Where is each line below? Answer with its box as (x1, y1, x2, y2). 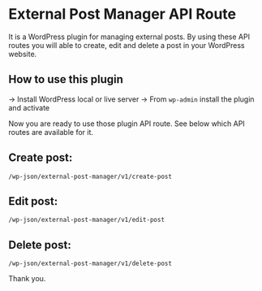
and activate (8, 102, 50, 112)
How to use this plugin (8, 72, 124, 86)
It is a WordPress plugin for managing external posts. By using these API (8, 32, 250, 41)
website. (8, 49, 37, 59)
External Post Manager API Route (8, 5, 237, 24)
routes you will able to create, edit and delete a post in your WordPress (8, 40, 245, 50)
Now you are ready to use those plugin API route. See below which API (8, 119, 245, 128)
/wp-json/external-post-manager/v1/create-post (8, 172, 173, 180)
